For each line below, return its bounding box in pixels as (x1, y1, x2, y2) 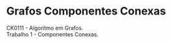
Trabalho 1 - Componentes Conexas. (6, 30, 99, 38)
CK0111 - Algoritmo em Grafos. (6, 24, 84, 31)
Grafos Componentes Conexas (6, 4, 166, 18)
